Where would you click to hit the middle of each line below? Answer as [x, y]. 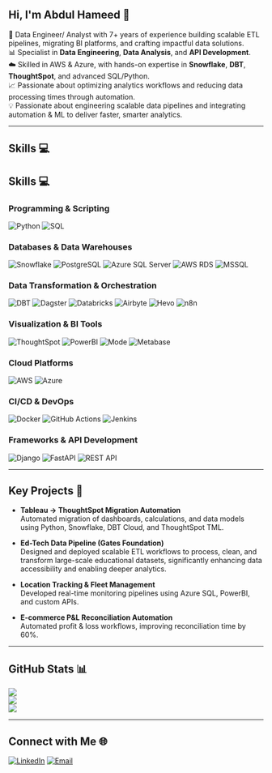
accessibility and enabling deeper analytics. [93, 569]
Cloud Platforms [41, 363]
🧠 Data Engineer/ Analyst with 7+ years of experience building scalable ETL [134, 34]
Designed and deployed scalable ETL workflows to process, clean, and [138, 552]
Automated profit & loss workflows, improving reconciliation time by [133, 626]
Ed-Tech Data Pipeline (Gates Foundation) [92, 543]
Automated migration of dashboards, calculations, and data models [132, 519]
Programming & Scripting [59, 208]
